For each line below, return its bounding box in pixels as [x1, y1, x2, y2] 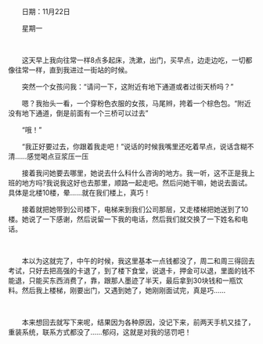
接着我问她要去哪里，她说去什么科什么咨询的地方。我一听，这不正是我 [22, 168, 248, 177]
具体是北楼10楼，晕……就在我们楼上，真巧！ [8, 188, 151, 197]
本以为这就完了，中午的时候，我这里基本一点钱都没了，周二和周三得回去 [22, 256, 255, 265]
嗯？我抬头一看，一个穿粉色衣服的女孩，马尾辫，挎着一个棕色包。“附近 [22, 99, 252, 108]
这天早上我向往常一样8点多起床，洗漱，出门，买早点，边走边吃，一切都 [22, 56, 253, 64]
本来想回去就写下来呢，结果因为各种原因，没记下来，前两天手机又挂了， [22, 317, 255, 327]
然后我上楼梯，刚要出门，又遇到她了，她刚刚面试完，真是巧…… [21, 286, 226, 295]
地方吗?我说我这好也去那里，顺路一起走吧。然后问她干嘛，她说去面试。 [21, 178, 252, 187]
